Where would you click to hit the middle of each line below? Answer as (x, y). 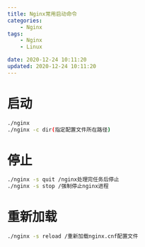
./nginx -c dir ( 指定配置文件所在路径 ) (59, 130)
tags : (15, 34)
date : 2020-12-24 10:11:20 (47, 60)
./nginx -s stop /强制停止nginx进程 (58, 186)
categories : (25, 21)
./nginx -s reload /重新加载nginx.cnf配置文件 (73, 236)
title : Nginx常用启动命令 (42, 14)
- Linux (31, 47)
